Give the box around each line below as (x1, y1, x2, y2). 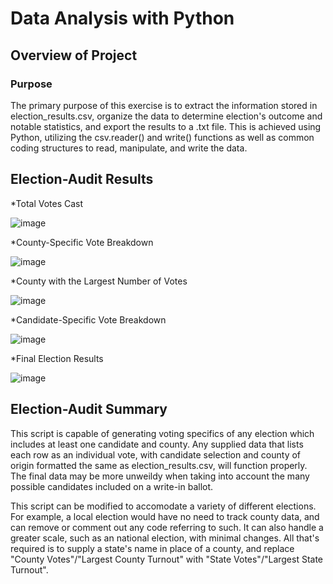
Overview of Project (10, 47, 138, 64)
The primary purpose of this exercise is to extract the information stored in (10, 99, 318, 111)
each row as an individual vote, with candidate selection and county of (10, 448, 302, 461)
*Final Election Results (10, 352, 104, 364)
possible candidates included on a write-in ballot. (10, 480, 214, 492)
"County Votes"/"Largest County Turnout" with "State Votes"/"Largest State (10, 553, 324, 565)
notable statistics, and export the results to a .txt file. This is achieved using (10, 120, 322, 132)
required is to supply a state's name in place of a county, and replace (10, 542, 295, 554)
